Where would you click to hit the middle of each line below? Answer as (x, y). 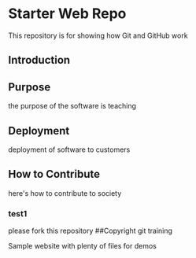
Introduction (39, 60)
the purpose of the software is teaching (72, 106)
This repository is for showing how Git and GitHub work (98, 35)
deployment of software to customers (69, 149)
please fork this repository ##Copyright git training (91, 231)
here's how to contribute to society (65, 193)
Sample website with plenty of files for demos (83, 246)
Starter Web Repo (67, 14)
